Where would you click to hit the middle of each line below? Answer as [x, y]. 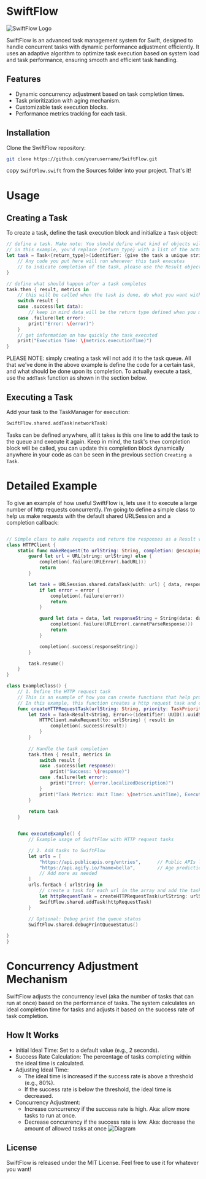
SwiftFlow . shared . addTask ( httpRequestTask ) [95, 902]
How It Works [33, 1036]
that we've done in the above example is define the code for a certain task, [101, 365]
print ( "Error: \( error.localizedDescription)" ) [112, 783]
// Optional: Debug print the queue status [85, 919]
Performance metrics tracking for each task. [71, 113]
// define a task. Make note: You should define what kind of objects [98, 244]
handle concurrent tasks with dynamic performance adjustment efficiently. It [103, 47]
